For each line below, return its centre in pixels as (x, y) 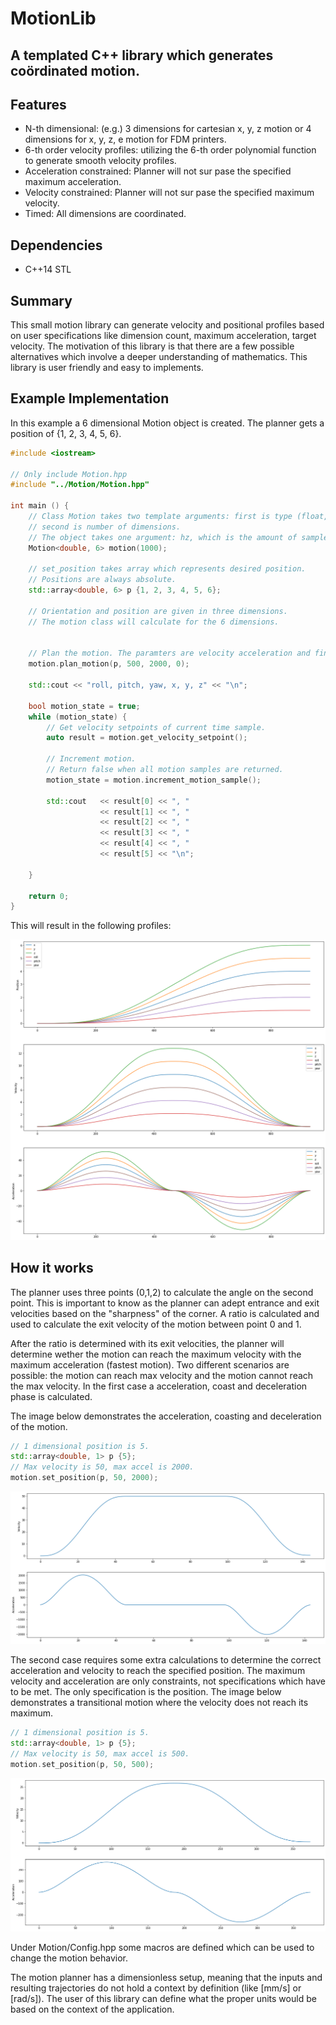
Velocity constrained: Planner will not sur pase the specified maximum (169, 193)
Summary (41, 300)
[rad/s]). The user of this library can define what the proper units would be (163, 1999)
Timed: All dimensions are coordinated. (105, 214)
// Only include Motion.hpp (69, 474)
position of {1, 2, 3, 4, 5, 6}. (66, 433)
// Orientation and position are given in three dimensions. (158, 611)
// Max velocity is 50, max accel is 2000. (102, 1467)
